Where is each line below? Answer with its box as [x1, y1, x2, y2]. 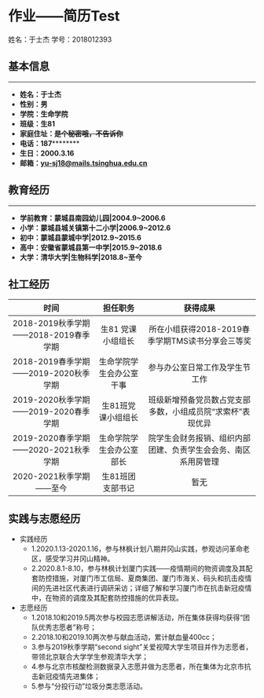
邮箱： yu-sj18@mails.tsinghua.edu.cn [19, 158, 148, 167]
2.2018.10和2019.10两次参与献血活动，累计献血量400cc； [31, 633, 218, 642]
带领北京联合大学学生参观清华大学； [31, 652, 149, 662]
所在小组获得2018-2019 [148, 323, 242, 334]
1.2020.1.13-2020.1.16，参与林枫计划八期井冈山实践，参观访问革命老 [31, 544, 250, 554]
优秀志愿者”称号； [38, 623, 97, 632]
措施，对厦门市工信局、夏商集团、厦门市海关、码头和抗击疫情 [52, 574, 252, 583]
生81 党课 [101, 323, 137, 334]
